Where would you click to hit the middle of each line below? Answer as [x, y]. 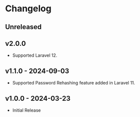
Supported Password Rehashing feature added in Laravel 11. [74, 83]
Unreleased [24, 27]
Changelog [28, 9]
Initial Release [27, 110]
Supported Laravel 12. [35, 55]
